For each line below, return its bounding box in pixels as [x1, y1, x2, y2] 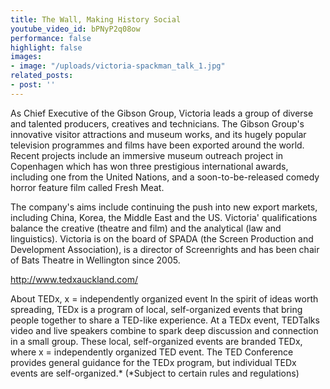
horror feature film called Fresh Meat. [10, 181, 165, 193]
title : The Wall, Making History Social [10, 14, 182, 25]
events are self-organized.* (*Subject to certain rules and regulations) [10, 367, 300, 379]
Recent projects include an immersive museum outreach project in [10, 149, 284, 161]
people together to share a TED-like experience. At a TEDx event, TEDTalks [10, 314, 320, 326]
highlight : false [10, 42, 83, 53]
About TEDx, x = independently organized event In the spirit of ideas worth [10, 292, 319, 305]
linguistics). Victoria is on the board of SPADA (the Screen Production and [10, 232, 314, 245]
